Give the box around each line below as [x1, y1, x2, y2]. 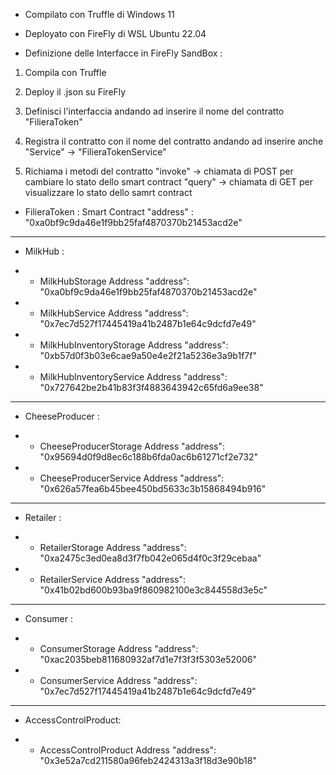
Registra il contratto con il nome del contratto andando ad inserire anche [24, 135, 324, 147]
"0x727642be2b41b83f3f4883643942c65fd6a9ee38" [39, 382, 264, 393]
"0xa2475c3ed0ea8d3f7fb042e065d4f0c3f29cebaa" [39, 552, 262, 564]
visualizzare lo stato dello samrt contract [24, 187, 193, 198]
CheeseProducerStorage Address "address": [39, 440, 226, 452]
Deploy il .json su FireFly [24, 86, 127, 98]
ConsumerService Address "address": [39, 675, 198, 686]
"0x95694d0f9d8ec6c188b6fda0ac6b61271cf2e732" [39, 451, 259, 463]
